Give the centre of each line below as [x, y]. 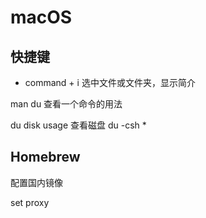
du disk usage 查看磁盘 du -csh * [78, 125]
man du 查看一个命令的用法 [66, 104]
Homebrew [45, 157]
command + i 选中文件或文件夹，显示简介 [110, 82]
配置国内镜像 [36, 182]
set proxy [30, 202]
